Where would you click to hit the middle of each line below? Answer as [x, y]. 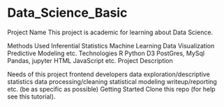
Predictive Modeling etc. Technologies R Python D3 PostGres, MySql [106, 53]
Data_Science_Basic [67, 13]
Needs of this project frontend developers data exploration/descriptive [109, 74]
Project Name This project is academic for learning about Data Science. [110, 32]
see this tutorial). [31, 97]
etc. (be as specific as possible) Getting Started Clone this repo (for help [111, 89]
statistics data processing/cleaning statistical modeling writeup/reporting [112, 81]
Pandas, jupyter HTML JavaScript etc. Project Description [90, 60]
